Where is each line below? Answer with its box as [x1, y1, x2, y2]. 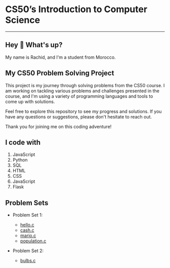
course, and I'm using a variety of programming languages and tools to [5, 93, 153, 99]
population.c [20, 238, 47, 244]
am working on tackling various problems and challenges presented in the [5, 88, 159, 94]
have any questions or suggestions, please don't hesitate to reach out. [5, 113, 152, 120]
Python [12, 157, 28, 163]
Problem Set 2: [12, 248, 44, 254]
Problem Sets [5, 199, 49, 207]
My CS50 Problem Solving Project [5, 69, 114, 78]
